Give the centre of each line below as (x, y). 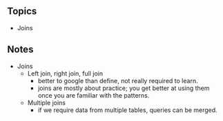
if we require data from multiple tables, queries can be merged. (127, 110)
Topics (22, 11)
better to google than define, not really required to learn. (118, 80)
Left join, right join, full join (65, 73)
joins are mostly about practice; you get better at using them (124, 88)
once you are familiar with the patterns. (94, 95)
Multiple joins (46, 102)
